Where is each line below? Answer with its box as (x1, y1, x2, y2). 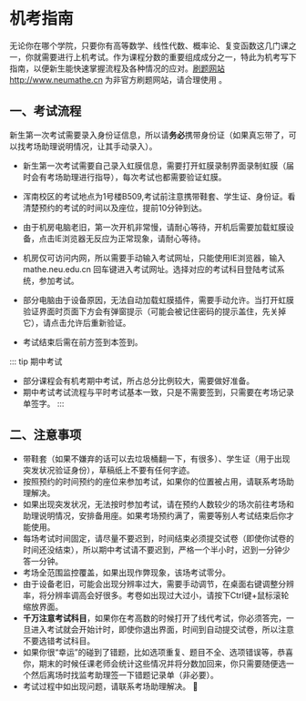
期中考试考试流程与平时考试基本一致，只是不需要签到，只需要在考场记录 (22, 386, 294, 397)
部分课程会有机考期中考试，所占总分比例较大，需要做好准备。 (22, 375, 255, 386)
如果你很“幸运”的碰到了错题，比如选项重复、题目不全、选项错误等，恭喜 (22, 646, 294, 657)
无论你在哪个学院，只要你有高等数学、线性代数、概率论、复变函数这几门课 (9, 40, 289, 51)
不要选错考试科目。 (22, 635, 96, 646)
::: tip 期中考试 (9, 356, 63, 367)
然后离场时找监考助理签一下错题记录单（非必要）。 (30, 669, 219, 680)
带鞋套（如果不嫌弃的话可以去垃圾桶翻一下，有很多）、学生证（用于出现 (22, 452, 291, 464)
